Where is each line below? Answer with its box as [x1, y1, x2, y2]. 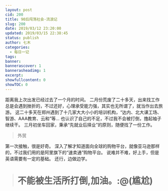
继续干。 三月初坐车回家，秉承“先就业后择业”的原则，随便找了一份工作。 [5, 122, 155, 128]
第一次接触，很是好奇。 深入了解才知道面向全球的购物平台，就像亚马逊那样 [5, 143, 160, 149]
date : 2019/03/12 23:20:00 [5, 26, 61, 31]
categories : [5, 45, 30, 50]
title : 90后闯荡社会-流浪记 [5, 17, 57, 22]
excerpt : [5, 73, 23, 78]
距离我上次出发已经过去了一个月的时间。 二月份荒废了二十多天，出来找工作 [5, 97, 160, 103]
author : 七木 [5, 40, 31, 45]
